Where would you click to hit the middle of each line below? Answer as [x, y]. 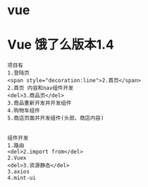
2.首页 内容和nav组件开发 [41, 88]
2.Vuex [17, 158]
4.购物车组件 [24, 111]
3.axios [19, 172]
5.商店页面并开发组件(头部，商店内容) [56, 118]
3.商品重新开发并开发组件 [39, 103]
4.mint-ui [22, 178]
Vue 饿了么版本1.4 [61, 45]
